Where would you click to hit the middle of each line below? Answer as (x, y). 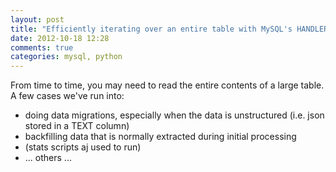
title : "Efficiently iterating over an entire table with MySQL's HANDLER (169, 29)
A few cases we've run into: (67, 96)
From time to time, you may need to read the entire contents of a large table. (167, 85)
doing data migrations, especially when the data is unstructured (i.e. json (174, 115)
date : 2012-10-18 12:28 (60, 38)
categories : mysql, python (66, 57)
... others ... (48, 158)
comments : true (42, 47)
